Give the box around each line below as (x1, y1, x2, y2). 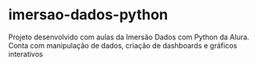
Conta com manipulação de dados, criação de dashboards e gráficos (8, 40, 238, 50)
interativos (8, 49, 43, 59)
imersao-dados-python (8, 6, 169, 24)
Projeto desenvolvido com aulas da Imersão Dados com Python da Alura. (8, 32, 250, 42)
